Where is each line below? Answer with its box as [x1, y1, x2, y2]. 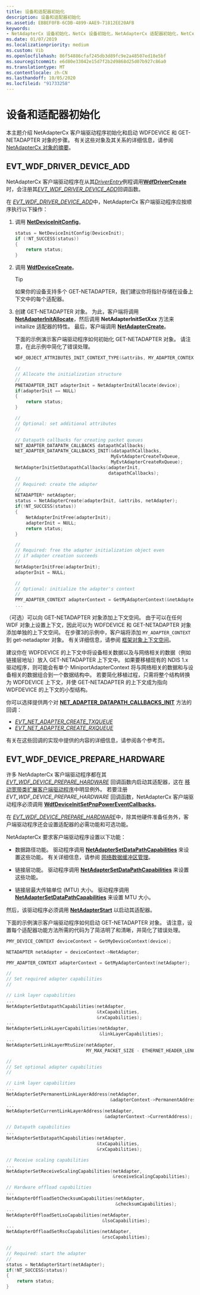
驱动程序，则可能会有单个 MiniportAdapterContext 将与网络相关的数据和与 [6, 664, 189, 670]
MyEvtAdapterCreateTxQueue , [111, 454, 180, 460]
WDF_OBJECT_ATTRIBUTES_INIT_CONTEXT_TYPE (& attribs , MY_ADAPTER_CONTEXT [14, 355, 196, 361]
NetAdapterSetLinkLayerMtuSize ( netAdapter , [6, 1042, 116, 1048]
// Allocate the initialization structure [14, 371, 122, 377]
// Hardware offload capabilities [6, 1184, 92, 1191]
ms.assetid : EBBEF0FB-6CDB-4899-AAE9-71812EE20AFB [6, 20, 135, 26]
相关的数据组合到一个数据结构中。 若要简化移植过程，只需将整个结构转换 [11, 671, 190, 678]
